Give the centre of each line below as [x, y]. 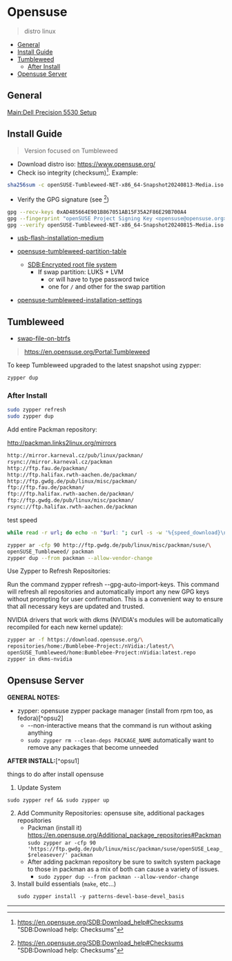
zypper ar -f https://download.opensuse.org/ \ [75, 640]
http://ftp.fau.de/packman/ [48, 468]
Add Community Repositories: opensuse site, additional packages [111, 813]
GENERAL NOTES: [33, 697]
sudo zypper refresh [37, 410]
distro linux [40, 31]
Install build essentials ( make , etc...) [67, 884]
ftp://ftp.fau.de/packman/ [46, 487]
